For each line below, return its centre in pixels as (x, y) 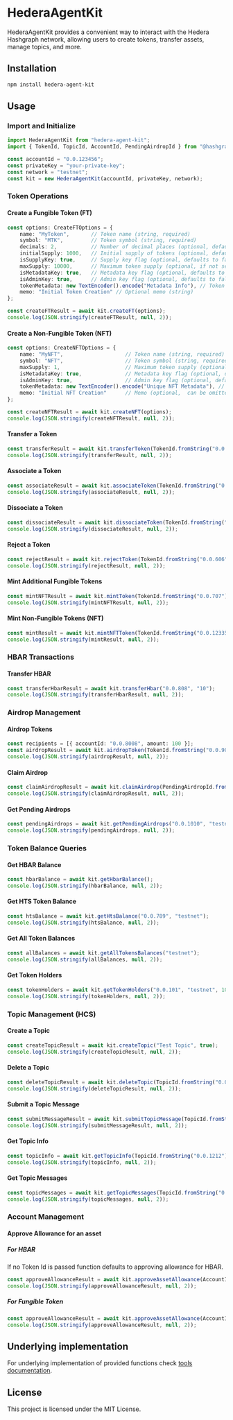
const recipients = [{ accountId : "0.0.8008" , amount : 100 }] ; (101, 744)
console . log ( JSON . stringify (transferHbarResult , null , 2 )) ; (96, 695)
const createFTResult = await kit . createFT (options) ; (87, 311)
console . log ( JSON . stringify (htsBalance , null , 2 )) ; (83, 923)
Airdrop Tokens (30, 729)
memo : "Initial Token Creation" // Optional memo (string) (107, 292)
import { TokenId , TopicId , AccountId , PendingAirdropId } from (102, 147)
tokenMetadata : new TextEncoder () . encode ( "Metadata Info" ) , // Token (122, 286)
